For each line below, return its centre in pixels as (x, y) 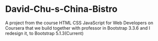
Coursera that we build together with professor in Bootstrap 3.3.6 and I (78, 28)
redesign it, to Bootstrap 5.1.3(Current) (44, 33)
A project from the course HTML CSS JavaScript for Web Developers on (79, 23)
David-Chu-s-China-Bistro (62, 9)
